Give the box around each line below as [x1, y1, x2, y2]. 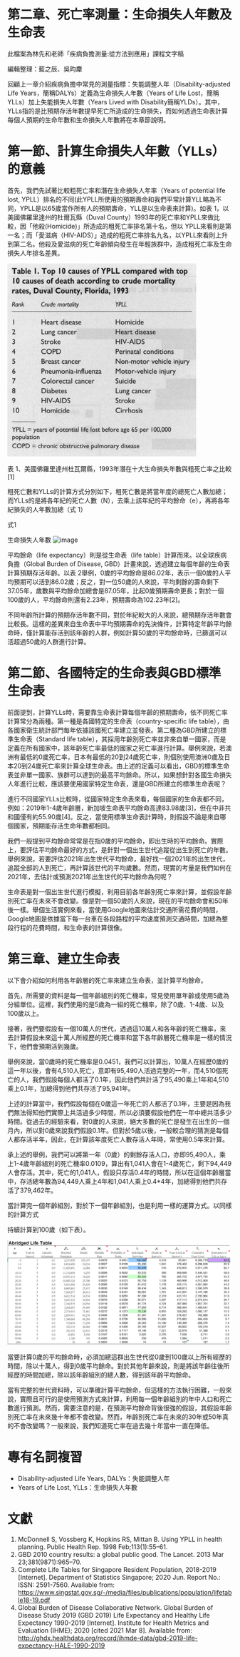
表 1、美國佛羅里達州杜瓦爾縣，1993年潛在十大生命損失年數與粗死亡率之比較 [7, 464, 232, 473]
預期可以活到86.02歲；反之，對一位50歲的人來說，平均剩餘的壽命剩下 [13, 577, 219, 586]
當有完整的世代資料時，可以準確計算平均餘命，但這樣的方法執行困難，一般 [7, 1386, 226, 1395]
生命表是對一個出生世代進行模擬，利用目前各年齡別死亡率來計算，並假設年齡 [7, 887, 232, 896]
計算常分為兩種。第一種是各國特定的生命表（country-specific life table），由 [7, 716, 230, 726]
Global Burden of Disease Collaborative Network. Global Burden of [17, 1603, 214, 1612]
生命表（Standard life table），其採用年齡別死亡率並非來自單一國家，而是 [13, 734, 226, 743]
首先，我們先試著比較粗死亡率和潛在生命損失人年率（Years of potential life [7, 186, 226, 194]
